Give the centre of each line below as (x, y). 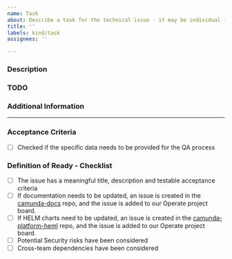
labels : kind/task (33, 33)
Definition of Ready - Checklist (60, 165)
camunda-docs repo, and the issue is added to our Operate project (113, 203)
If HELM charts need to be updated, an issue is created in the (104, 218)
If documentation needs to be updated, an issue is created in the (109, 195)
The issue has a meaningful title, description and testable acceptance (116, 180)
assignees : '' (28, 39)
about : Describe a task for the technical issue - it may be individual (114, 20)
